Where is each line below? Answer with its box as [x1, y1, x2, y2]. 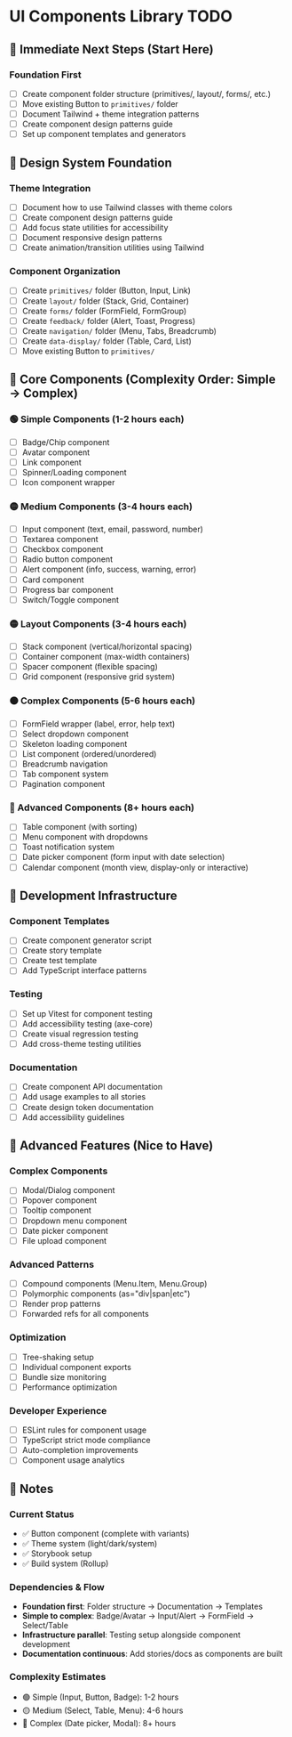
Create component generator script [21, 935, 153, 946]
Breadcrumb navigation [21, 759, 108, 769]
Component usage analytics [21, 1455, 125, 1465]
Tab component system [21, 768, 109, 779]
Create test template [21, 955, 98, 966]
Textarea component [21, 534, 99, 545]
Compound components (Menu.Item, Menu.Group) [21, 1278, 208, 1288]
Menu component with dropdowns [21, 832, 148, 842]
